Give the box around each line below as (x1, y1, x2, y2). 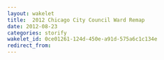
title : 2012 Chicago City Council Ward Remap (7, 17, 145, 23)
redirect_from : (7, 42, 52, 49)
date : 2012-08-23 (7, 23, 58, 30)
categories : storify (7, 29, 68, 37)
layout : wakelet (7, 10, 54, 17)
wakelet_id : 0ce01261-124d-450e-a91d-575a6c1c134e (7, 36, 158, 43)
